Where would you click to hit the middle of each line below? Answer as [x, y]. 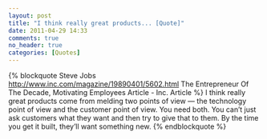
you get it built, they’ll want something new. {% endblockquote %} [117, 126]
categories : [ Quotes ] [44, 53]
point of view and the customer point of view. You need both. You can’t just [132, 109]
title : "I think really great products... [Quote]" [96, 23]
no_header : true [35, 46]
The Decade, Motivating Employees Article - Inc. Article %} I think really [127, 92]
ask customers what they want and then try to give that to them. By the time [133, 118]
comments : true [34, 38]
